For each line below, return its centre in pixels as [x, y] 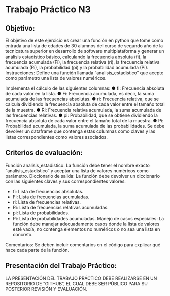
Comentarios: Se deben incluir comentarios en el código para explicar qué [83, 244]
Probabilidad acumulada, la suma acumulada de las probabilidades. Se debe [85, 126]
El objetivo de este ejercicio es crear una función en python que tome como [84, 40]
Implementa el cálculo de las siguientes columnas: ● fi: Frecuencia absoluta [85, 88]
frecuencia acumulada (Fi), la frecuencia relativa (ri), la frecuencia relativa [82, 62]
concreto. [23, 234]
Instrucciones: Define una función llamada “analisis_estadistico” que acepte [84, 73]
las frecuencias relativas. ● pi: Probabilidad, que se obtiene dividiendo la [82, 115]
